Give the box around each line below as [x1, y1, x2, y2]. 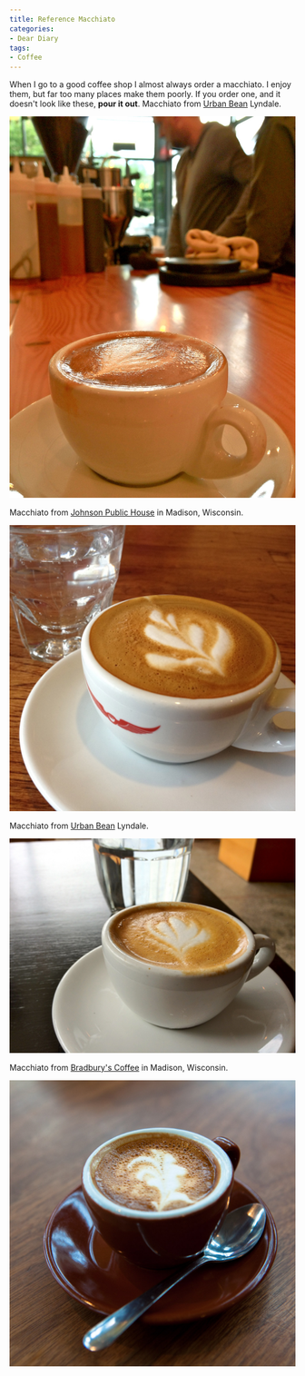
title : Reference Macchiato [9, 15, 116, 24]
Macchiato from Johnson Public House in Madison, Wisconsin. [9, 507, 244, 518]
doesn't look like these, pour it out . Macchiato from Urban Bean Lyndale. [9, 98, 281, 109]
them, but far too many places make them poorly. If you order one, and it [9, 89, 281, 100]
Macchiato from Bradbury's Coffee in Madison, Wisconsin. [9, 1063, 229, 1074]
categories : [9, 24, 54, 34]
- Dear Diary [9, 34, 59, 43]
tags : [9, 44, 30, 53]
